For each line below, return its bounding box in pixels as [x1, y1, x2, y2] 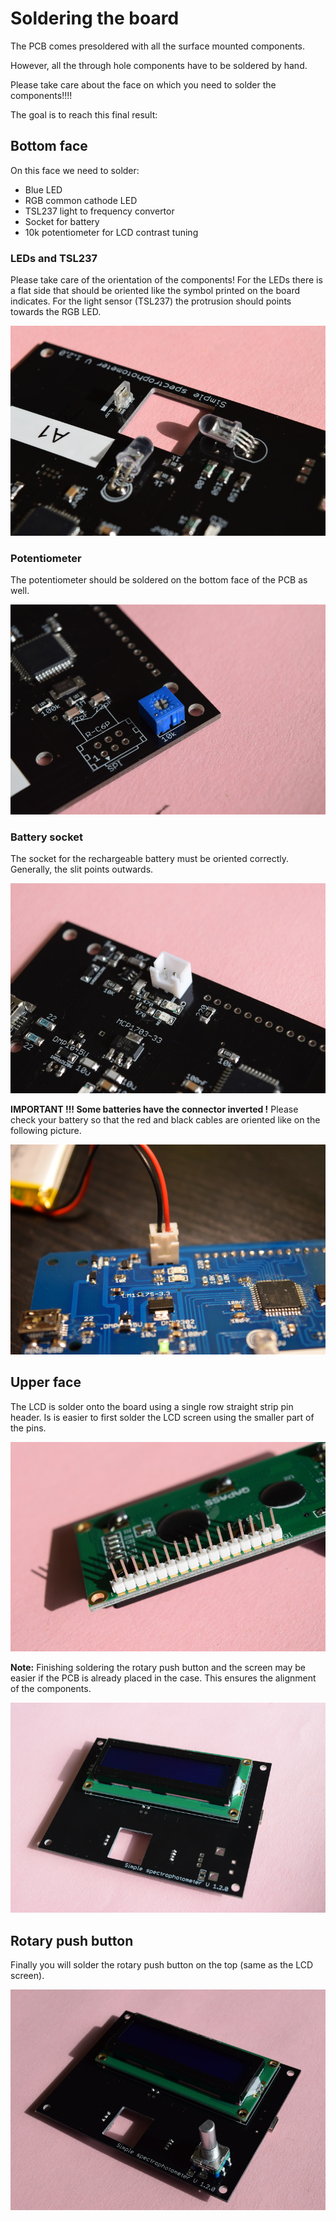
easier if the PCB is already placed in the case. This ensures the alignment [10, 1672, 317, 1684]
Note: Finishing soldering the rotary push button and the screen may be [10, 1662, 307, 1674]
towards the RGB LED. [10, 306, 102, 318]
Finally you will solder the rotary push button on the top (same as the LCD [10, 1958, 314, 1971]
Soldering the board [10, 7, 180, 30]
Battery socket [10, 830, 84, 844]
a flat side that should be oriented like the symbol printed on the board [10, 285, 301, 297]
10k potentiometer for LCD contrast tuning [24, 226, 199, 238]
